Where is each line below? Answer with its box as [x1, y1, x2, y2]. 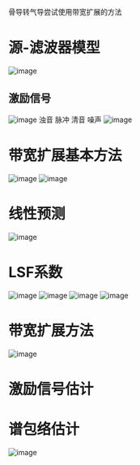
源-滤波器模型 [8, 39, 101, 57]
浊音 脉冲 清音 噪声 [39, 115, 103, 124]
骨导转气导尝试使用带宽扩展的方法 [8, 7, 122, 16]
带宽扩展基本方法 [8, 146, 123, 164]
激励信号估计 [8, 380, 95, 398]
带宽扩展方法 [8, 321, 95, 340]
